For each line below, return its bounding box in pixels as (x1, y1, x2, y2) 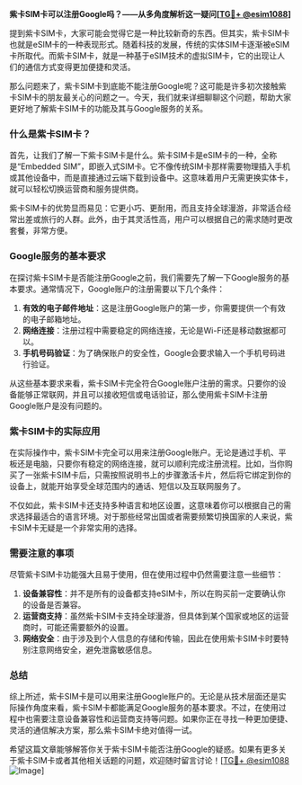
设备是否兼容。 (30, 600, 86, 611)
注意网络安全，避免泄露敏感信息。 (30, 645, 157, 656)
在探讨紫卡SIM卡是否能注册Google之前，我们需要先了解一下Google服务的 (9, 272, 282, 282)
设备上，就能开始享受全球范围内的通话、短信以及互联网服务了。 (9, 480, 245, 491)
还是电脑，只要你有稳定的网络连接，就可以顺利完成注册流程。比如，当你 (16, 458, 285, 468)
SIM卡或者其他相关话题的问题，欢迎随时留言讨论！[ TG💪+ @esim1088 (32, 755, 289, 766)
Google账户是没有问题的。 (9, 400, 108, 411)
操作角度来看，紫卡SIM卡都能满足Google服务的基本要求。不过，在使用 (16, 702, 279, 713)
